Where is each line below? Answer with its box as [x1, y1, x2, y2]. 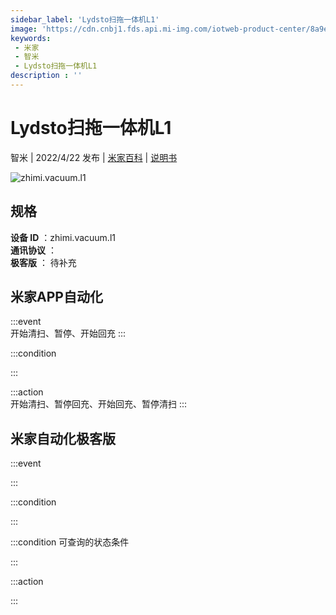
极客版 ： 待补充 [10, 256, 77, 268]
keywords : [10, 33, 52, 43]
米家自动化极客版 [10, 430, 116, 447]
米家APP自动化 [10, 289, 103, 306]
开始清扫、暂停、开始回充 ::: [10, 327, 127, 340]
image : [10, 24, 38, 34]
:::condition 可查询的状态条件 [10, 536, 130, 548]
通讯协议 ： [10, 244, 57, 256]
